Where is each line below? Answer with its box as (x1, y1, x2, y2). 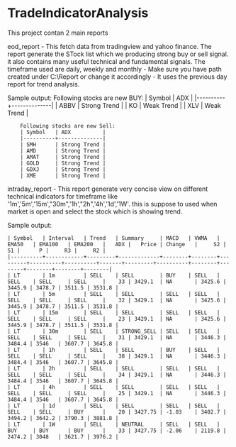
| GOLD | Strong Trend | (20, 160, 106, 167)
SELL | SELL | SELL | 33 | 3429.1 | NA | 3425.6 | (7, 278, 227, 285)
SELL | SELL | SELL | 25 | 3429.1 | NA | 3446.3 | (7, 390, 227, 397)
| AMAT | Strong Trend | (20, 153, 106, 160)
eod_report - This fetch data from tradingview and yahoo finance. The (7, 42, 212, 50)
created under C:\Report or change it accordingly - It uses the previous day (7, 72, 227, 81)
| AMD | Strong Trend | (20, 147, 106, 154)
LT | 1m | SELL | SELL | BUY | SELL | (13, 272, 220, 279)
